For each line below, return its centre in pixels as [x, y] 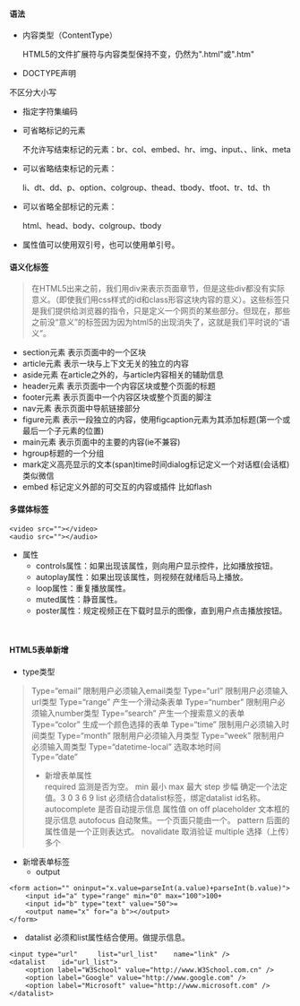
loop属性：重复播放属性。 [83, 588]
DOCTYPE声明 [49, 74]
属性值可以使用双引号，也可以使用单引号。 [101, 245]
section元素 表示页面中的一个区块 [84, 352]
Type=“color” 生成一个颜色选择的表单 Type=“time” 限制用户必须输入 [156, 724]
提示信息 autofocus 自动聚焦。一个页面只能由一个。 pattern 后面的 [167, 820]
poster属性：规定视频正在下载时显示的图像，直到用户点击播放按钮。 [161, 611]
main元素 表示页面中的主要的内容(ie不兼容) [101, 442]
